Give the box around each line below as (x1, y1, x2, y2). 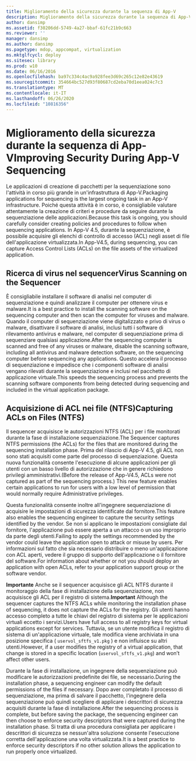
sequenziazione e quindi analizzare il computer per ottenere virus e (6, 299, 168, 306)
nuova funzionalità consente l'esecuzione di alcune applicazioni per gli (6, 459, 176, 466)
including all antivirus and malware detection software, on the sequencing (6, 349, 184, 356)
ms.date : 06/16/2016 (6, 68, 57, 74)
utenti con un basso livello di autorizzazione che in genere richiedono (6, 465, 173, 472)
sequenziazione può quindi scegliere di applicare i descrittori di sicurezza (6, 698, 183, 705)
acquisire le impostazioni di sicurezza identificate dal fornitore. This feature (6, 508, 185, 515)
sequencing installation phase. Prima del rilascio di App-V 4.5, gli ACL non (6, 447, 184, 454)
